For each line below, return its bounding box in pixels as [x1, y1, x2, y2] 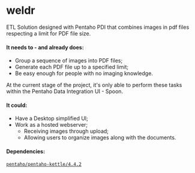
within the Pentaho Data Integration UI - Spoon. [6, 88, 124, 95]
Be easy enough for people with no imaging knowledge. [14, 70, 153, 77]
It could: [6, 102, 28, 109]
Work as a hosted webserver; [14, 121, 88, 129]
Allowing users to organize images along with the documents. [23, 134, 176, 141]
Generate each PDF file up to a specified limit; [14, 64, 129, 71]
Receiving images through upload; [23, 127, 109, 135]
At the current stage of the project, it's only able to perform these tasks [6, 82, 182, 89]
